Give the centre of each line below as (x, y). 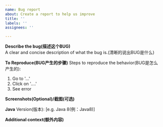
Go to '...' (21, 79)
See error (22, 89)
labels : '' (16, 23)
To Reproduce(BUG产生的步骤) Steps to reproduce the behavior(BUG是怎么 (81, 63)
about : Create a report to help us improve (50, 14)
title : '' (15, 18)
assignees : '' (20, 28)
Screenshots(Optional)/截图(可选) (40, 99)
